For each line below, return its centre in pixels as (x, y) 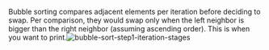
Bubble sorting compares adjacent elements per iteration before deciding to (134, 12)
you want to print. (38, 37)
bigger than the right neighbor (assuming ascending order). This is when (129, 29)
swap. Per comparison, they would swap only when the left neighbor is (126, 20)
